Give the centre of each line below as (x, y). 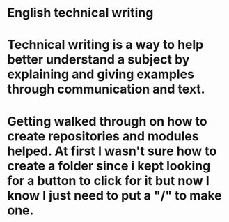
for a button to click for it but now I (109, 180)
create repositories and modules (103, 136)
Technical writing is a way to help (105, 45)
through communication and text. (106, 89)
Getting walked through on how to (107, 121)
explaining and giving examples (101, 74)
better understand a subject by (98, 60)
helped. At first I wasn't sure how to (112, 151)
